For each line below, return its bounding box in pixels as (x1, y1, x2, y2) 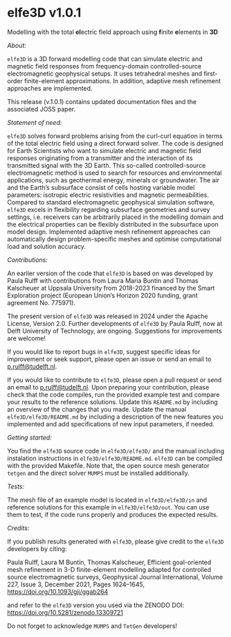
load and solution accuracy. (7, 242, 86, 250)
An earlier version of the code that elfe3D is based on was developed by (7, 269, 213, 277)
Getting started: (7, 433, 52, 442)
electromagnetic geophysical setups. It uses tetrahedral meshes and (7, 69, 203, 78)
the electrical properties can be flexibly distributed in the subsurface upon (7, 220, 219, 228)
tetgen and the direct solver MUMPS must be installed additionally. (7, 469, 190, 477)
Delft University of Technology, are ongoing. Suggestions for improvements (7, 326, 223, 335)
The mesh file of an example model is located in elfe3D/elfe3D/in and (7, 496, 207, 504)
